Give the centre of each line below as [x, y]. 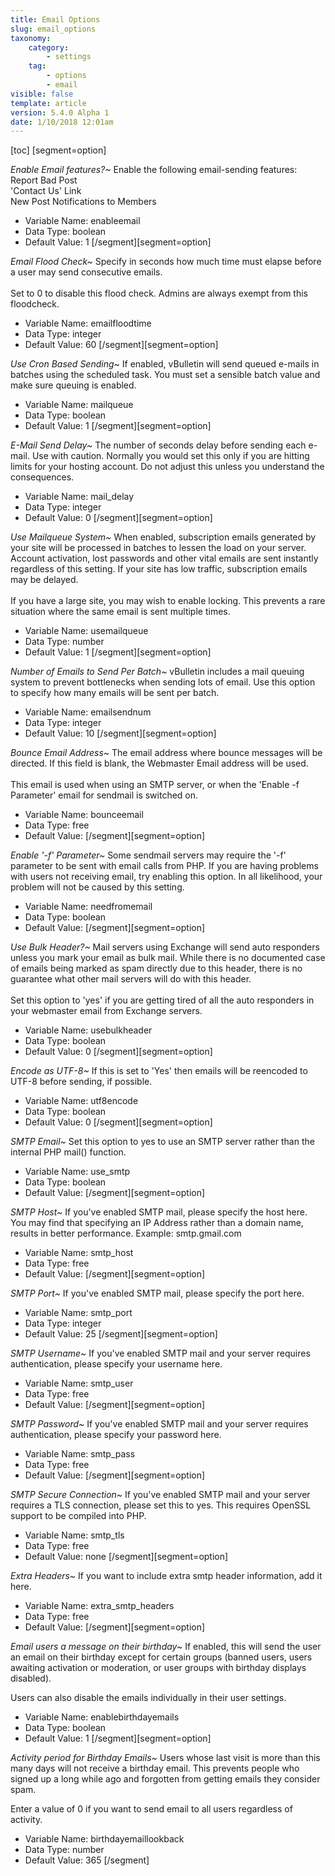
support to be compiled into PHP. [78, 1516]
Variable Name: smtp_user [79, 1383]
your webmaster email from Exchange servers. [106, 1011]
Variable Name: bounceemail [84, 815]
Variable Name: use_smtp [77, 1172]
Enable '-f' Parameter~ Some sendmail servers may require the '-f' [148, 855]
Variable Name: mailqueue [79, 405]
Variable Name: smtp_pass [80, 1454]
